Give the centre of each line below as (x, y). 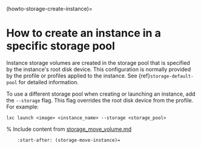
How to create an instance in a (84, 33)
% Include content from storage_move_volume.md (69, 129)
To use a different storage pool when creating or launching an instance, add (101, 94)
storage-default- (172, 76)
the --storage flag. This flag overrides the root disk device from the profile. (100, 100)
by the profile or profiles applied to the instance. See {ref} (78, 76)
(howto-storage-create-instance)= (49, 9)
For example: (23, 107)
